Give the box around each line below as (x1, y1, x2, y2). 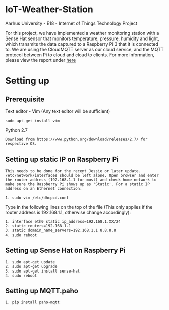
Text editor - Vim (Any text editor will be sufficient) (5, 108, 110, 114)
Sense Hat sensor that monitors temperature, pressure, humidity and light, (5, 35, 159, 42)
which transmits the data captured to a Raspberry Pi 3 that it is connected (5, 41, 158, 47)
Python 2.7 (5, 127, 28, 133)
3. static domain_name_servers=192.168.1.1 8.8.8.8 (5, 228, 116, 233)
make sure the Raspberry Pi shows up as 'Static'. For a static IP (5, 181, 150, 187)
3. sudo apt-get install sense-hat (5, 268, 80, 274)
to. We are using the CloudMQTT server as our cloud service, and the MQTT (5, 46, 164, 52)
